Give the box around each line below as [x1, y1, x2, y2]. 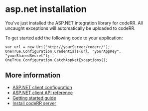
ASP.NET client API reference [12, 90, 73, 96]
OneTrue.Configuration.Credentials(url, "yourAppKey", [5, 49, 122, 54]
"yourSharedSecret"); [5, 53, 50, 58]
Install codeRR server [12, 100, 56, 106]
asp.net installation [5, 3, 87, 15]
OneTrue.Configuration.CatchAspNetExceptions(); [5, 57, 108, 63]
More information [5, 71, 61, 80]
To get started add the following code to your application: [5, 35, 123, 41]
